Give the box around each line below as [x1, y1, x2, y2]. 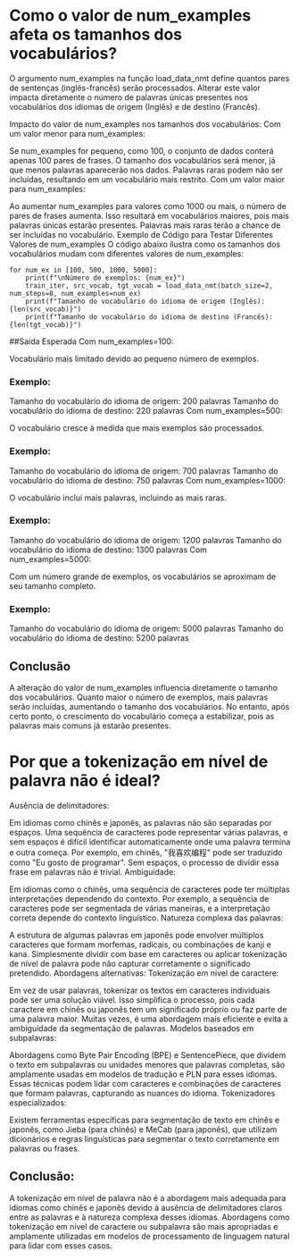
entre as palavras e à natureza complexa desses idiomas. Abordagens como [9, 1212, 290, 1222]
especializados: [9, 1096, 67, 1108]
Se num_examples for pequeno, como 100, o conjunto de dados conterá [9, 145, 274, 156]
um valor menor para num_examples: [9, 128, 145, 139]
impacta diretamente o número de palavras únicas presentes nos [9, 91, 248, 103]
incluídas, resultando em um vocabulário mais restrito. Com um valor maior [9, 173, 286, 184]
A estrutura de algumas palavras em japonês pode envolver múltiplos [9, 929, 264, 940]
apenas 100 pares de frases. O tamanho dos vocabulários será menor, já [9, 155, 276, 165]
